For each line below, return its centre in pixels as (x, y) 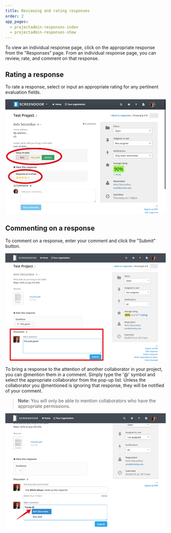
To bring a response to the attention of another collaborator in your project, (84, 369)
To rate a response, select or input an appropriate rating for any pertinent (82, 86)
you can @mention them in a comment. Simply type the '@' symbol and (80, 375)
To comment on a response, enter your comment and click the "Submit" (81, 241)
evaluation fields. (23, 92)
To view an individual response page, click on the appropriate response (80, 48)
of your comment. (24, 391)
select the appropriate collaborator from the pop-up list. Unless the (76, 380)
